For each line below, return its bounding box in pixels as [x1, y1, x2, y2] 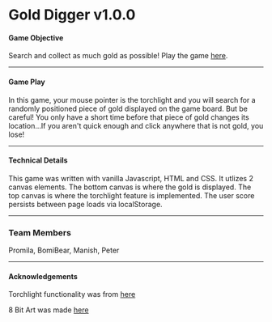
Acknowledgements [8, 271, 79, 281]
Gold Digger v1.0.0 [8, 6, 136, 24]
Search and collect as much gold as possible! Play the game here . [8, 51, 228, 61]
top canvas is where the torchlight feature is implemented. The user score [8, 190, 255, 200]
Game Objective [8, 32, 64, 42]
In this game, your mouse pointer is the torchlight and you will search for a [8, 95, 257, 104]
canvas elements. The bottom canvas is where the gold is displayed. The [8, 182, 252, 192]
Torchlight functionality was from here [8, 290, 136, 299]
